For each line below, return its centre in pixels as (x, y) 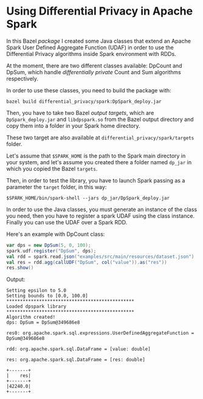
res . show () (20, 268)
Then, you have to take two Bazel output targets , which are (80, 113)
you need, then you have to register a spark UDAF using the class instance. (101, 216)
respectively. (22, 78)
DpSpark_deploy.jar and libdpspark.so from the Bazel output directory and (100, 119)
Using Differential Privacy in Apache (100, 11)
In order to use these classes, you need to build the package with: (89, 90)
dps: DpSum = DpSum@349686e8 (43, 323)
